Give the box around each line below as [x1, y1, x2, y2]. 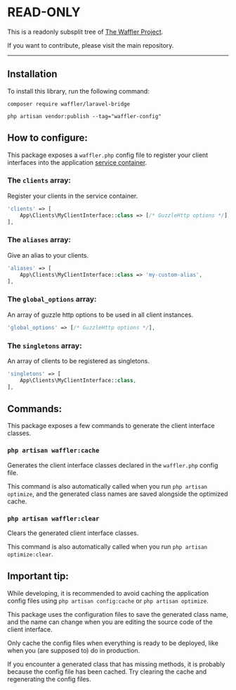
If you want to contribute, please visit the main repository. [7, 41, 174, 49]
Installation [7, 68, 58, 80]
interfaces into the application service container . [7, 158, 147, 166]
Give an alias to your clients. [7, 251, 89, 259]
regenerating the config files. [7, 675, 91, 683]
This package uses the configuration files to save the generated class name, [7, 610, 228, 618]
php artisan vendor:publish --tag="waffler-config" [7, 113, 162, 120]
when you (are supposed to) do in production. [7, 646, 140, 655]
